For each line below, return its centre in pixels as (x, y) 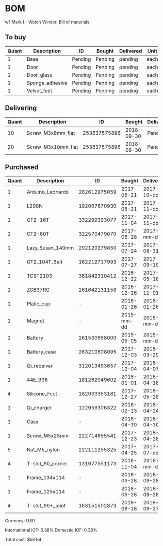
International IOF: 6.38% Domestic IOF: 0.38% (51, 530)
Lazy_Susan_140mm (50, 248)
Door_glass (39, 75)
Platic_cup (38, 304)
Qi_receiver (40, 366)
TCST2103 (39, 276)
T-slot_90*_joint (46, 506)
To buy (16, 37)
